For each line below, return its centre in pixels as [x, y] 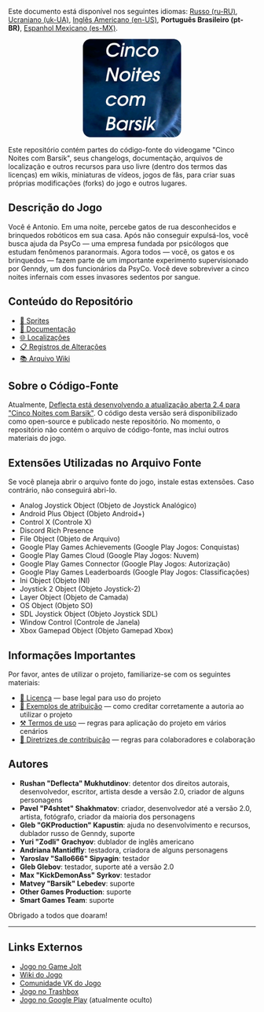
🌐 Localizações [45, 337]
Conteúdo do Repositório [71, 302]
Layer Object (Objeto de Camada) [74, 597]
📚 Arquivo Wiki [45, 358]
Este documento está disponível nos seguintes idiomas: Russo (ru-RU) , [123, 11]
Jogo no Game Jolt [50, 966]
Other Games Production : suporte [75, 892]
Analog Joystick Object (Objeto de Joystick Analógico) [108, 505]
